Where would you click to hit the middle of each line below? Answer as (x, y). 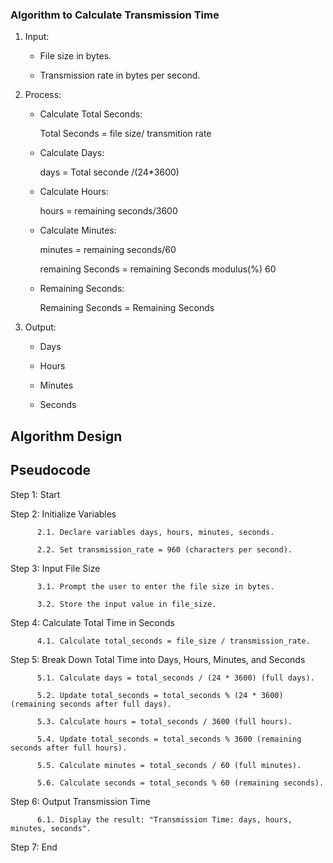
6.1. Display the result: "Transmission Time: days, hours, (164, 819)
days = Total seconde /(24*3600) (109, 172)
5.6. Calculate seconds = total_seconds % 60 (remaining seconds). (180, 783)
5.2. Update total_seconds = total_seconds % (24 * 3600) (160, 695)
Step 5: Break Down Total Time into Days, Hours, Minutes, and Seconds (158, 659)
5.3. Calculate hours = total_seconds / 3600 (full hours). (164, 721)
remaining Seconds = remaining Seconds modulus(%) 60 (158, 269)
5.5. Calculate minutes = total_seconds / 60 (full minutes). (169, 765)
